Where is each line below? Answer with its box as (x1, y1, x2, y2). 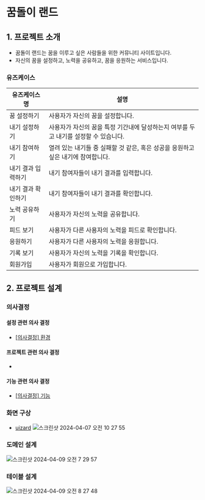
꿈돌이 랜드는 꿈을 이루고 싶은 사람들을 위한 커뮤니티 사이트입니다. (15, 49, 172, 56)
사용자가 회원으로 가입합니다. (48, 260, 127, 269)
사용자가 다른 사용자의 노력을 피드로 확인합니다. (48, 226, 177, 235)
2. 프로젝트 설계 (6, 283, 62, 293)
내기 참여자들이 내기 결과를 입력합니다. (48, 169, 153, 177)
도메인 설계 (6, 440, 37, 449)
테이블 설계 (6, 472, 37, 480)
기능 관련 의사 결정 (6, 377, 50, 385)
